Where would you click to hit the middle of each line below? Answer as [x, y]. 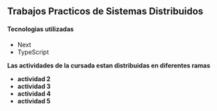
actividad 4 [34, 94]
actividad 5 [34, 101]
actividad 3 [34, 86]
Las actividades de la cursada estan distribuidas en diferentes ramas [109, 65]
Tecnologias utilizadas [41, 29]
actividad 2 [34, 78]
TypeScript [33, 52]
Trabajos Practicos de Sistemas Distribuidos [105, 11]
